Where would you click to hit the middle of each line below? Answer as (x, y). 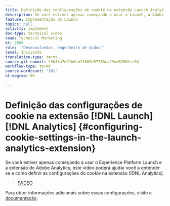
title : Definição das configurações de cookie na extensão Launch (77, 10)
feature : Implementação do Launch (42, 19)
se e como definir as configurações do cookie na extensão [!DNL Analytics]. (85, 173)
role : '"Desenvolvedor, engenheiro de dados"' (55, 48)
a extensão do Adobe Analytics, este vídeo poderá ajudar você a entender (83, 168)
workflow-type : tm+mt (28, 66)
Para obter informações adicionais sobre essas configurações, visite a (78, 192)
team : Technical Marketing (34, 38)
